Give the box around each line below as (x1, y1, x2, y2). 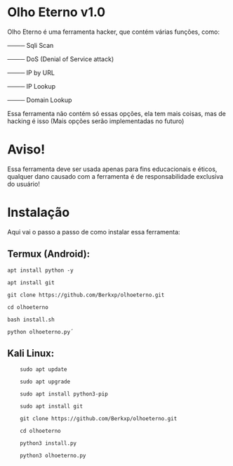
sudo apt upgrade (20, 378, 71, 386)
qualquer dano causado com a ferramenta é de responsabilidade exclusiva (7, 172, 223, 180)
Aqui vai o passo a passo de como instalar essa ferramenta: (7, 227, 180, 236)
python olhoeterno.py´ (7, 328, 74, 335)
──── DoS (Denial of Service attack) (7, 54, 114, 63)
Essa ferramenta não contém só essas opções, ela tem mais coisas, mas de (7, 109, 226, 118)
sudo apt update (20, 366, 68, 373)
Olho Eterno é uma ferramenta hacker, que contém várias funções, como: (7, 27, 220, 36)
